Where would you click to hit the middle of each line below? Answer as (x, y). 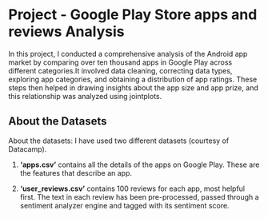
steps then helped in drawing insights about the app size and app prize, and (133, 87)
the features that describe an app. (76, 172)
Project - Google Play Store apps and (133, 15)
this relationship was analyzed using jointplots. (85, 96)
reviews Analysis (66, 32)
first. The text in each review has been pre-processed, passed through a (139, 196)
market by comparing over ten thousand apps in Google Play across (120, 62)
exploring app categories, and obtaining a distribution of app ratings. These (133, 79)
